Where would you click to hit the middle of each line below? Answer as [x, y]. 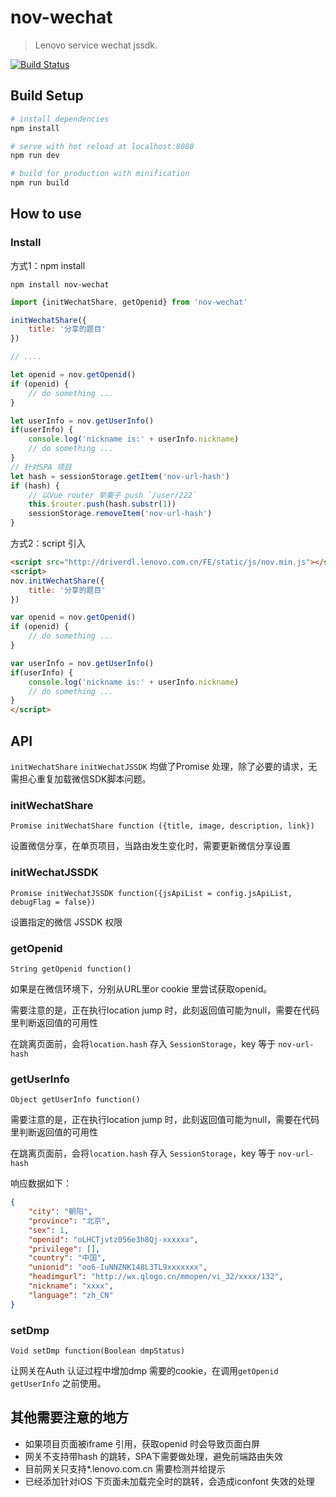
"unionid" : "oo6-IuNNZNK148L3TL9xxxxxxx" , [118, 1267]
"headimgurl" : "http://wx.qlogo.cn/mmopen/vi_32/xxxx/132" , [156, 1277]
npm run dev [35, 156]
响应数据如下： [41, 1183]
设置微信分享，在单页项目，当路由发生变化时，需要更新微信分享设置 [150, 846]
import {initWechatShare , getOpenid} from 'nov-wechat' [129, 302]
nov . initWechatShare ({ [57, 581]
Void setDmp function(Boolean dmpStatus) [98, 1351]
